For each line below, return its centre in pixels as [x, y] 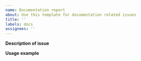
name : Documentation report [35, 10]
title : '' [16, 19]
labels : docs [19, 24]
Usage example [22, 53]
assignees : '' [21, 29]
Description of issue [27, 43]
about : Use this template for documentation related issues [71, 15]
